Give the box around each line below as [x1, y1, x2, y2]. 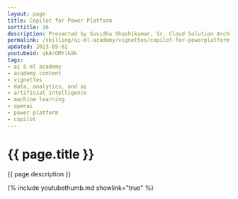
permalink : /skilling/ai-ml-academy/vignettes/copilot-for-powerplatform [7, 37, 230, 44]
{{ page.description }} [7, 169, 72, 178]
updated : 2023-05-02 [7, 43, 69, 50]
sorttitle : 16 [7, 23, 50, 30]
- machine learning [7, 96, 65, 103]
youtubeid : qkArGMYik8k [7, 50, 78, 57]
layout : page [7, 10, 46, 18]
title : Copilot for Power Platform [7, 17, 113, 24]
